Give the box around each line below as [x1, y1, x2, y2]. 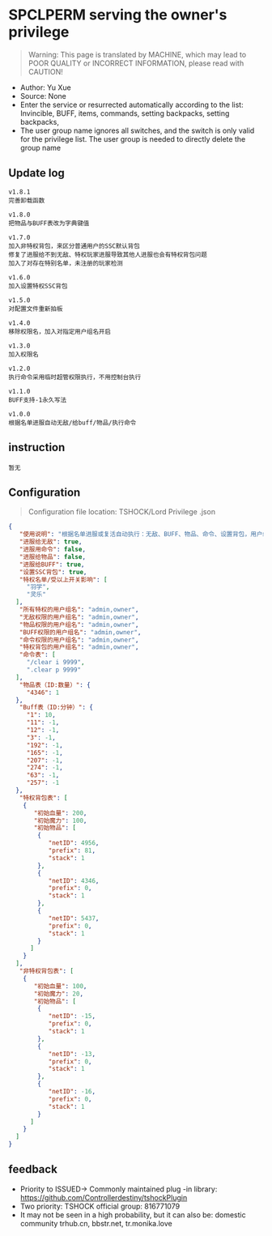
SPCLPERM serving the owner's [8, 6, 227, 24]
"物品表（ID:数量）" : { [19, 680, 91, 689]
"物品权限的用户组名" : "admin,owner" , [19, 620, 139, 629]
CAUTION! [28, 66, 63, 76]
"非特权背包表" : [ [19, 967, 74, 975]
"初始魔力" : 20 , [33, 990, 83, 998]
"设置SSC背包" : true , [19, 568, 87, 576]
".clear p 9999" [26, 666, 82, 674]
